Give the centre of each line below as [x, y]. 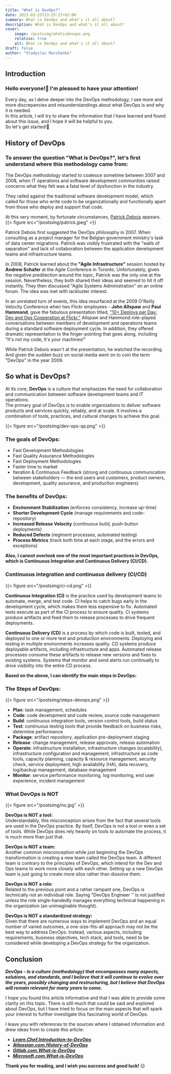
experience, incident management [49, 780]
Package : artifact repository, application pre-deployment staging [81, 737]
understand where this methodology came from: [67, 164]
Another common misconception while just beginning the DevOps [75, 852]
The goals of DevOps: [33, 439]
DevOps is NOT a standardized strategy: [49, 916]
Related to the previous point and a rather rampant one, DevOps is [75, 890]
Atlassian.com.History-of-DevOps [50, 1045]
